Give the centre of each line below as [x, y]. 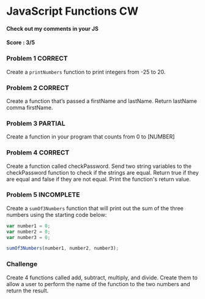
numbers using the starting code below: [57, 214]
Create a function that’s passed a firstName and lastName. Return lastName [102, 101]
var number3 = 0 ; [28, 237]
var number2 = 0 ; [28, 232]
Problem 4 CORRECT [38, 153]
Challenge [22, 264]
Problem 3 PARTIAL [36, 123]
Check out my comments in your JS [53, 28]
